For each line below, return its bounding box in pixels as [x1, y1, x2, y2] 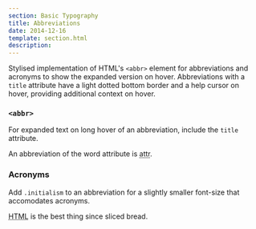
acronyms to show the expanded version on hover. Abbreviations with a [8, 72, 246, 82]
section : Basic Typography [8, 11, 99, 20]
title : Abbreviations [8, 19, 81, 27]
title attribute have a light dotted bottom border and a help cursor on [8, 81, 239, 90]
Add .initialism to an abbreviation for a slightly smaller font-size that [8, 187, 240, 197]
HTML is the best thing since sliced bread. [8, 211, 148, 221]
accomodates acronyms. [8, 195, 91, 205]
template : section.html [8, 34, 88, 42]
